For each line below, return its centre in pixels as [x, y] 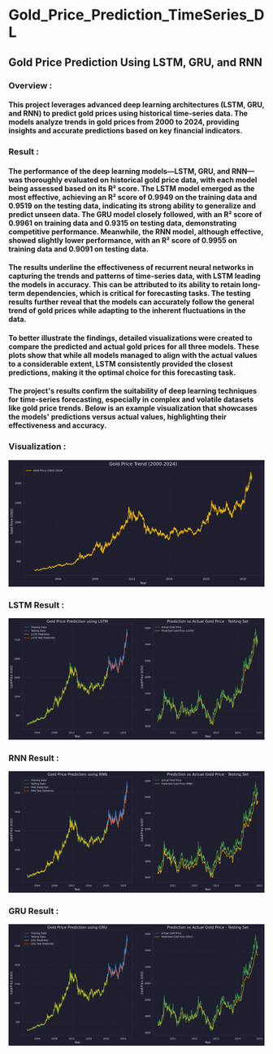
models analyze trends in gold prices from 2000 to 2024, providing [124, 122]
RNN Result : [34, 758]
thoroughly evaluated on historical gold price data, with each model [141, 180]
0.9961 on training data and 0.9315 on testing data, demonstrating [123, 223]
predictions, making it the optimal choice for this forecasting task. [122, 372]
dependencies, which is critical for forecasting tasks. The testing [139, 294]
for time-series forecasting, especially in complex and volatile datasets [131, 399]
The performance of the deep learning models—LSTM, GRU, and [119, 171]
